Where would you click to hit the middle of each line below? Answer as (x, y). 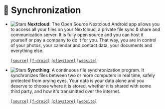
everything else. (27, 50)
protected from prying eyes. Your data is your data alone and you (77, 80)
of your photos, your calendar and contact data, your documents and (81, 45)
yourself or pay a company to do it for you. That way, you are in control (83, 40)
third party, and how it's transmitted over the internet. (65, 91)
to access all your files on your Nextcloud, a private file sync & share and (85, 29)
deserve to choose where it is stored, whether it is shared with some (81, 86)
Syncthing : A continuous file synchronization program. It (86, 70)
